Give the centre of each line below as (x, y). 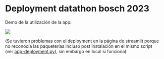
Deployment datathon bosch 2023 (77, 9)
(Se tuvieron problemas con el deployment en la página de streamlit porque (82, 41)
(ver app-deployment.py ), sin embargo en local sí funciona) (66, 51)
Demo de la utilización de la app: (38, 22)
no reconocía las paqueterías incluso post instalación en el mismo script (79, 46)
